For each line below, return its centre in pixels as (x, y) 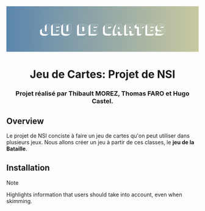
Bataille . (17, 149)
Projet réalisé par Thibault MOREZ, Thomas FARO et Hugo (103, 94)
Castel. (103, 102)
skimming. (19, 201)
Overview (25, 121)
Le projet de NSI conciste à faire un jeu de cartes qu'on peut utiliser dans (98, 136)
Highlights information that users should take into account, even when (94, 194)
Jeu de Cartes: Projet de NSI (103, 74)
